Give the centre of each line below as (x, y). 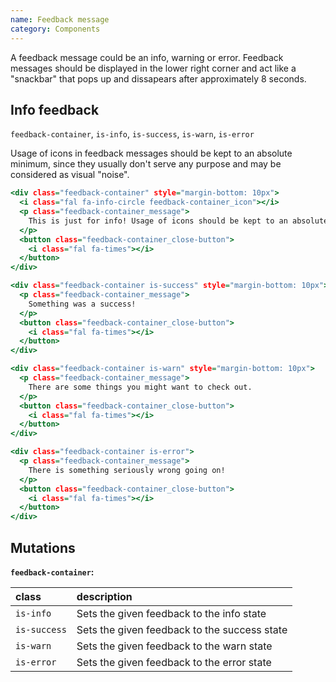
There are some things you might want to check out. (140, 387)
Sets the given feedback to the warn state (174, 646)
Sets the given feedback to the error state (174, 662)
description (104, 596)
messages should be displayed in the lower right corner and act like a (153, 68)
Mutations (43, 547)
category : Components (55, 29)
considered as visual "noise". (70, 175)
